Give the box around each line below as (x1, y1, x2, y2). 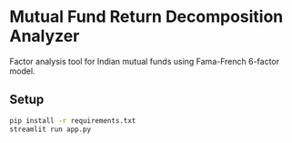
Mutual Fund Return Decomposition (9, 6, 284, 27)
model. (9, 66, 35, 77)
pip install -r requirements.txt (9, 116, 136, 125)
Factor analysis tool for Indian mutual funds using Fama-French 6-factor (9, 56, 280, 66)
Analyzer (9, 26, 80, 46)
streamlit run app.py (9, 125, 92, 134)
